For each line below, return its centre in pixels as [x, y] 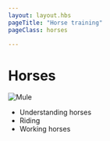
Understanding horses [55, 112]
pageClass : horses [38, 30]
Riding [30, 121]
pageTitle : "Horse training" [55, 23]
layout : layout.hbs [40, 15]
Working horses [45, 129]
